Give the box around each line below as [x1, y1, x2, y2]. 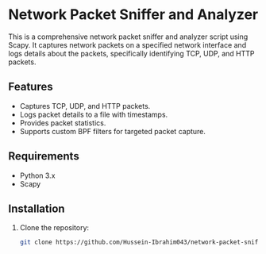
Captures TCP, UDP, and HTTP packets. [19, 101, 151, 110]
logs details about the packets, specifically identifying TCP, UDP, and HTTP [8, 48, 256, 58]
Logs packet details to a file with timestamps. [19, 110, 168, 119]
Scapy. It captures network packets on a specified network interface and [8, 40, 247, 49]
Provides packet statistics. [19, 117, 106, 128]
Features [8, 80, 53, 94]
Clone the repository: [19, 223, 90, 233]
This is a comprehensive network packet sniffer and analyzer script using [8, 32, 249, 41]
